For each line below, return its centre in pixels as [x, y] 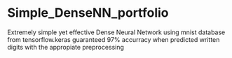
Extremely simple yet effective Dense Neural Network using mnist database [116, 32]
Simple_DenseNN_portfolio [88, 13]
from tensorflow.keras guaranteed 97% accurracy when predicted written [114, 39]
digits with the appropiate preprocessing [66, 47]
